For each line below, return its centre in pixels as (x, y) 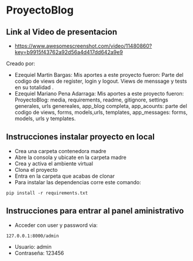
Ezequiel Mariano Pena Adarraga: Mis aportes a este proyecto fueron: (99, 94)
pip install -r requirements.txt (47, 193)
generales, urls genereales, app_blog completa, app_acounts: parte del (101, 106)
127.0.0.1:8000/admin (33, 236)
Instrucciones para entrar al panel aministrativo (95, 211)
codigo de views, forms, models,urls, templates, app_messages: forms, (101, 112)
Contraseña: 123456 (39, 253)
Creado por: (21, 63)
